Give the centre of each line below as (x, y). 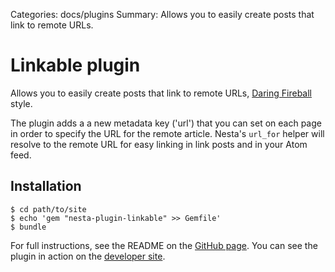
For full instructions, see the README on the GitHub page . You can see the (164, 245)
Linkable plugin (75, 65)
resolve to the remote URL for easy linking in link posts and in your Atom (159, 144)
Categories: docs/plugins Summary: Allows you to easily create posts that (162, 14)
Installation (46, 186)
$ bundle (28, 227)
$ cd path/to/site (48, 209)
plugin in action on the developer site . (88, 256)
